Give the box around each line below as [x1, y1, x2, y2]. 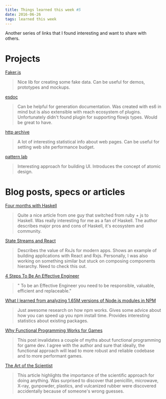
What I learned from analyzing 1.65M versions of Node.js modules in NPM [5, 297, 156, 304]
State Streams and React [5, 238, 56, 244]
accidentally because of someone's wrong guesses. [17, 388, 124, 394]
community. [17, 228, 42, 234]
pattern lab [5, 154, 28, 160]
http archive [5, 129, 30, 135]
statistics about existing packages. [17, 318, 88, 324]
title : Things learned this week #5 [5, 7, 81, 12]
